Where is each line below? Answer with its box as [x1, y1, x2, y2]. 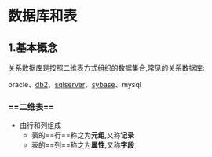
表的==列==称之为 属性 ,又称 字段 [31, 141, 135, 150]
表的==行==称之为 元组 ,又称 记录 [31, 130, 135, 140]
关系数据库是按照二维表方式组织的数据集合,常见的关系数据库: [8, 64, 206, 72]
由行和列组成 [19, 121, 61, 130]
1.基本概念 [8, 41, 58, 54]
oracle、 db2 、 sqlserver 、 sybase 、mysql [8, 80, 141, 89]
